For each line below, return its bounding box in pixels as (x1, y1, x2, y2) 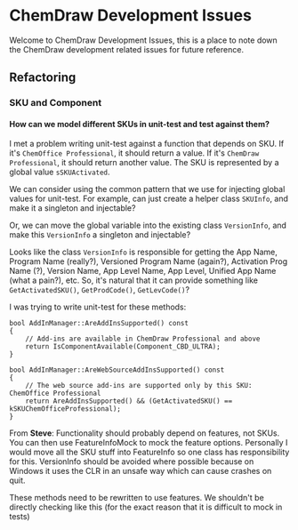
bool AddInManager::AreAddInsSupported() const (9, 319, 189, 328)
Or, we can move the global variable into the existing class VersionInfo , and (9, 220, 287, 231)
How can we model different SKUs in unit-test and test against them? (9, 118, 270, 129)
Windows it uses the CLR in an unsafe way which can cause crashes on (9, 466, 272, 477)
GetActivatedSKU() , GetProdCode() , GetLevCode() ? (9, 285, 189, 295)
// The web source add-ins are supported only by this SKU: (25, 381, 253, 390)
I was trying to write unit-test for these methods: (9, 301, 187, 312)
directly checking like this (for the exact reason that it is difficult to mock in (9, 502, 283, 512)
